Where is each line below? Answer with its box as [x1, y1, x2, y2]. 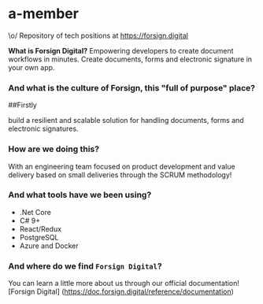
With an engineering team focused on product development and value [8, 161, 235, 171]
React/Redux [19, 224, 61, 233]
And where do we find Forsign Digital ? [8, 261, 163, 272]
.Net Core [19, 207, 51, 217]
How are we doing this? [8, 143, 100, 154]
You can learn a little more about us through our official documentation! [8, 279, 240, 288]
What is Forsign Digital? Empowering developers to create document [8, 46, 234, 55]
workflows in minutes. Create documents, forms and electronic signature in [8, 54, 253, 64]
